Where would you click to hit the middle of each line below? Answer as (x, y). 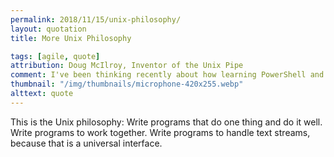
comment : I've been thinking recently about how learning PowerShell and (167, 75)
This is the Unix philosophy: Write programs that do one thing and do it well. (166, 122)
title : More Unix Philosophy (71, 38)
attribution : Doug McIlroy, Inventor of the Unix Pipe (127, 66)
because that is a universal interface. (86, 143)
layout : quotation (48, 29)
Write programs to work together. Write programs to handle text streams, (160, 132)
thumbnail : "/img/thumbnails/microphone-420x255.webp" (127, 84)
